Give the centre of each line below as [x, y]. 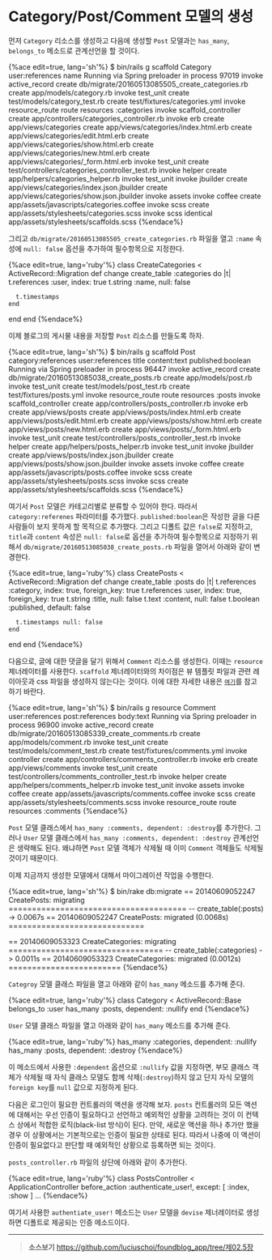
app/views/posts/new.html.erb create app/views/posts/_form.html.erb [125, 429]
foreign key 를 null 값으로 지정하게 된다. [73, 1087]
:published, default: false [50, 607]
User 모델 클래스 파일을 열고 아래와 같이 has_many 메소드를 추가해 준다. [119, 1025]
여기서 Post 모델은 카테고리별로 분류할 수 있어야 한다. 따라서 [103, 506]
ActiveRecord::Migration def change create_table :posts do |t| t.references [132, 581]
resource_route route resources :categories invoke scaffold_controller [125, 109]
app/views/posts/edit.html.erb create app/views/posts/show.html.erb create [135, 420]
